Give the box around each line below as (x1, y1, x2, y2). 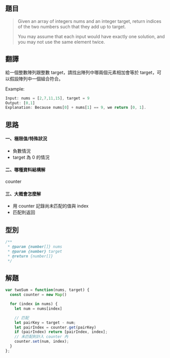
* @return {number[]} (7, 253, 53, 259)
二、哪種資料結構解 (5, 167, 46, 173)
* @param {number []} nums (7, 244, 62, 249)
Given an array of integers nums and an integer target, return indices (17, 18, 161, 24)
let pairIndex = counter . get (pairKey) (14, 324, 96, 330)
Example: (5, 85, 25, 92)
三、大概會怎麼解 (5, 191, 41, 197)
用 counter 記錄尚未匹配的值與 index (12, 203, 89, 209)
